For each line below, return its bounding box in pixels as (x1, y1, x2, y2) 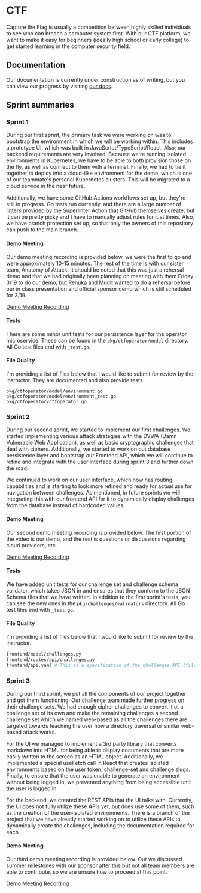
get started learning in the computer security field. (6, 43, 130, 50)
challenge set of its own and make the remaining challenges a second (6, 709, 178, 716)
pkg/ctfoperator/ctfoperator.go (6, 399, 87, 405)
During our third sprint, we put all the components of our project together (6, 690, 187, 697)
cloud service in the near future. (6, 183, 86, 190)
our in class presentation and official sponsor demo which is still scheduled (6, 285, 191, 292)
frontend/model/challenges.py (6, 651, 82, 657)
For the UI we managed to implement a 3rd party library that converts (6, 740, 178, 747)
